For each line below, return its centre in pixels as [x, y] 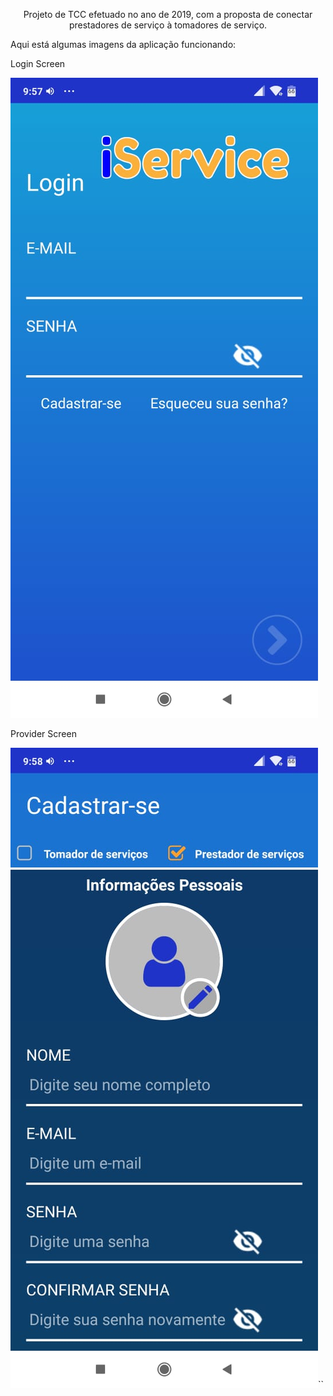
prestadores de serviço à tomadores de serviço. [168, 25]
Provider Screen [43, 733]
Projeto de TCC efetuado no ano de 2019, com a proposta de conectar [168, 14]
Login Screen [38, 63]
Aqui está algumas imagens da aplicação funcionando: [123, 44]
